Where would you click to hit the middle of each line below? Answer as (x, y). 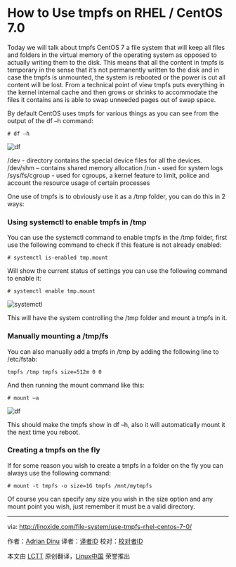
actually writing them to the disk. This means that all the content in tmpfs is (116, 62)
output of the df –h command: (50, 120)
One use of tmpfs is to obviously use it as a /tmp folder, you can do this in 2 (117, 196)
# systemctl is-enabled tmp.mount (58, 258)
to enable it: (25, 279)
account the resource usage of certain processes (79, 183)
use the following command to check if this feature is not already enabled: (114, 245)
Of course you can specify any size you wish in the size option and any (110, 499)
